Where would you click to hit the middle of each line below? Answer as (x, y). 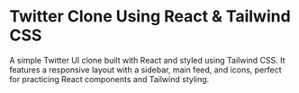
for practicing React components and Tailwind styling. (109, 79)
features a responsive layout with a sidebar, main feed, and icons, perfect (145, 70)
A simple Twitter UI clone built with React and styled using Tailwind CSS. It (147, 60)
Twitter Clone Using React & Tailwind (150, 17)
